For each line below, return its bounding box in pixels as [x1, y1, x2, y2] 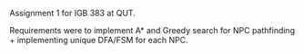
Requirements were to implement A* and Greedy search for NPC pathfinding [9, 25, 296, 35]
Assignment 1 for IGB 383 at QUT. [9, 8, 137, 18]
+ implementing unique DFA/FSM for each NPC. [9, 35, 188, 45]
